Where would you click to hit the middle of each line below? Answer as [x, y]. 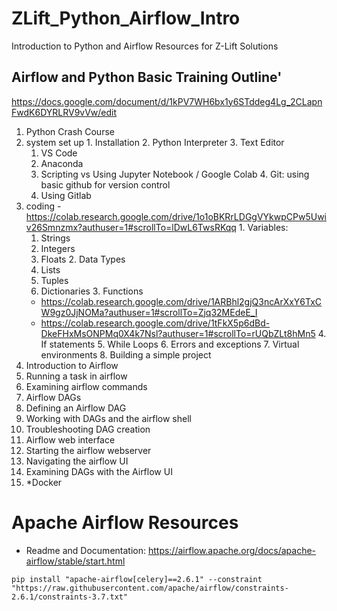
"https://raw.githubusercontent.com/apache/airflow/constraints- [150, 588]
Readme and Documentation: [85, 550]
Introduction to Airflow [72, 365]
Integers [58, 248]
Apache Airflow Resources [125, 522]
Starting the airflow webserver [88, 450]
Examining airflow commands [86, 386]
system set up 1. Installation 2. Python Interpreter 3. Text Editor [155, 142]
